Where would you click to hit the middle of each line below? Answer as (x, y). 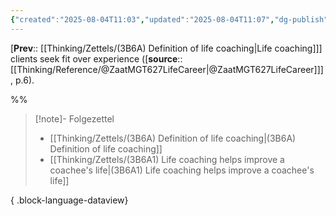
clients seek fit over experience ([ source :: (96, 58)
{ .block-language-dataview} (69, 200)
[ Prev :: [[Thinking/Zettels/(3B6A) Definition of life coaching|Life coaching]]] (166, 48)
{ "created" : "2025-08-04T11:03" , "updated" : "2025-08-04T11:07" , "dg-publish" (169, 19)
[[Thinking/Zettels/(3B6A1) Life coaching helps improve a (167, 159)
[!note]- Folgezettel (74, 118)
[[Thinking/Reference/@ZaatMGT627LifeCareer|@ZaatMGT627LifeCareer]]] (167, 69)
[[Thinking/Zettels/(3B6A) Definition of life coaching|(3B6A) (173, 138)
